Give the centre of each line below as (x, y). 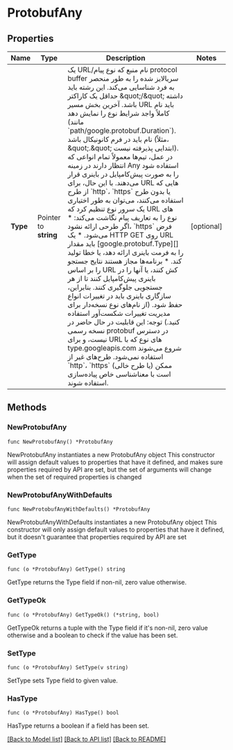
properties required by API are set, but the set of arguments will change (110, 469)
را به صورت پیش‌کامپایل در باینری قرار (123, 174)
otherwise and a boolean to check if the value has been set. (93, 635)
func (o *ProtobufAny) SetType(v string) (68, 667)
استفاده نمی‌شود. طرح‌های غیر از (115, 357)
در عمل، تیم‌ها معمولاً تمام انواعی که (120, 157)
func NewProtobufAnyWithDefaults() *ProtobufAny (79, 509)
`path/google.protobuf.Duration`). (122, 130)
